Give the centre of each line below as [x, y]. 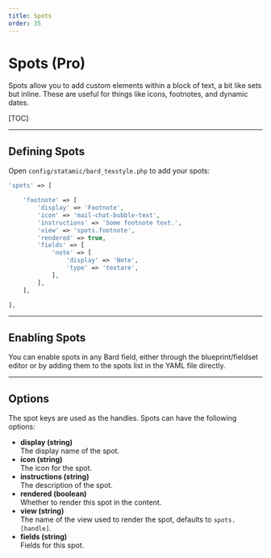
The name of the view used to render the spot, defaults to [116, 519]
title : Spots [30, 16]
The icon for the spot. [56, 468]
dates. [19, 103]
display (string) [46, 442]
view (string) [42, 511]
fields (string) [44, 537]
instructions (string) [54, 476]
